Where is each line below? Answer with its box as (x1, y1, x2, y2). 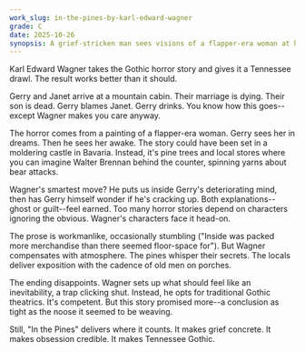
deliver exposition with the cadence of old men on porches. (9, 260, 231, 271)
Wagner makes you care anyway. (36, 110, 162, 121)
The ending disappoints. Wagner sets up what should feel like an (9, 277, 251, 288)
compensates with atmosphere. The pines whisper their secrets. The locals (9, 250, 290, 261)
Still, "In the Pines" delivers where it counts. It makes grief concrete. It (9, 324, 271, 335)
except (9, 110, 35, 121)
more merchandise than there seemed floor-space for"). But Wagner (9, 240, 266, 251)
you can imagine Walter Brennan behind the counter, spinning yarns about (9, 156, 288, 168)
